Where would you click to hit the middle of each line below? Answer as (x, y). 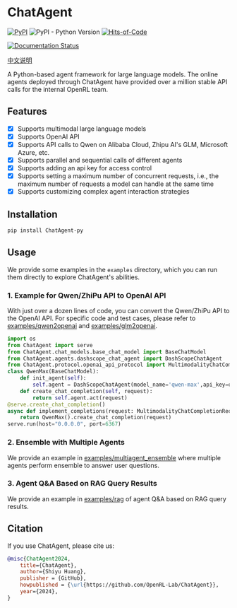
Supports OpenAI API (48, 136)
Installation (32, 214)
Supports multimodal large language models (82, 129)
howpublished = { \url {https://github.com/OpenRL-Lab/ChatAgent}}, (120, 585)
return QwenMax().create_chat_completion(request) (96, 418)
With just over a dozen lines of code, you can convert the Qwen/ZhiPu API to (119, 310)
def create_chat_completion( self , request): (86, 391)
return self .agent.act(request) (80, 398)
